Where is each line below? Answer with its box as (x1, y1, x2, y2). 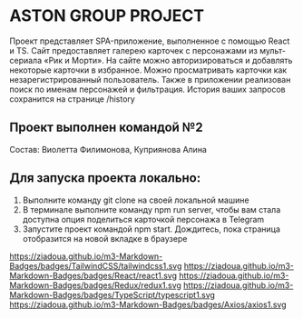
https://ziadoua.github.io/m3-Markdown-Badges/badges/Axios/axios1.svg (9, 299, 288, 310)
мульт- (259, 45, 287, 55)
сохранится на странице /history (9, 93, 136, 105)
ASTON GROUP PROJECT (9, 5, 205, 26)
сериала (9, 55, 43, 65)
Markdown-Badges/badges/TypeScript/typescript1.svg (9, 289, 216, 300)
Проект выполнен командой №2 (9, 120, 203, 135)
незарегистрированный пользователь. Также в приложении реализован (9, 74, 291, 85)
